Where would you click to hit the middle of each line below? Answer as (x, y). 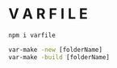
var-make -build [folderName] (59, 57)
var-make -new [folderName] (56, 50)
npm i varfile (32, 35)
